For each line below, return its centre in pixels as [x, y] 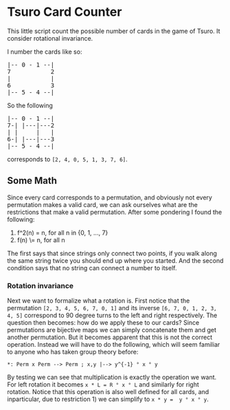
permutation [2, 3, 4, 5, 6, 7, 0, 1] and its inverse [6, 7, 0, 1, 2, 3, [112, 308]
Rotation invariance [41, 285]
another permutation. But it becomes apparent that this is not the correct [110, 337]
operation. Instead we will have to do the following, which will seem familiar [114, 345]
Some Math [32, 181]
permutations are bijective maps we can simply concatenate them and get [112, 330]
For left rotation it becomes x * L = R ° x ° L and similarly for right [103, 385]
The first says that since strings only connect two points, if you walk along [112, 253]
